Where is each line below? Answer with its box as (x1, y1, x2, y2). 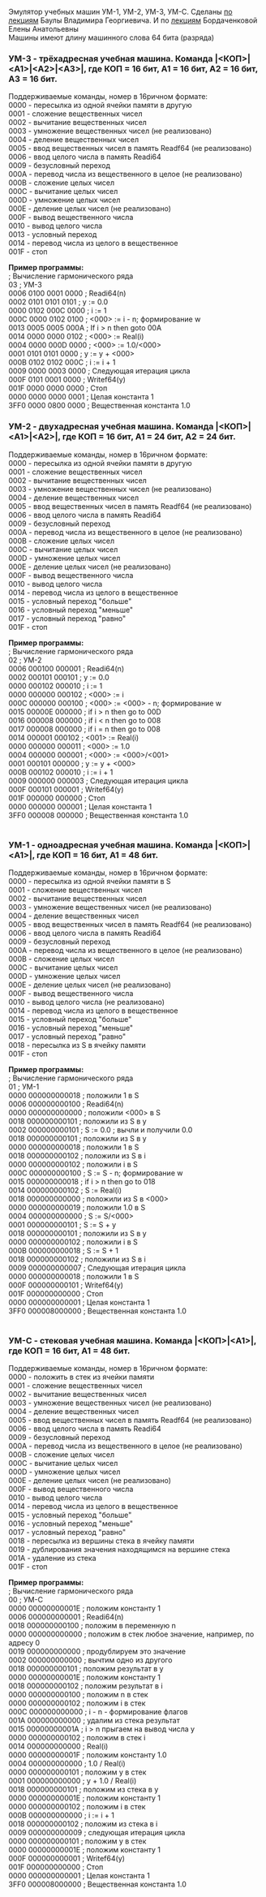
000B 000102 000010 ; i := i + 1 (8, 767, 114, 777)
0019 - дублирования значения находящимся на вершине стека (8, 1545, 230, 1554)
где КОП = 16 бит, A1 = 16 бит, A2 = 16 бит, (88, 63, 258, 74)
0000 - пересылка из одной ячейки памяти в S (8, 876, 171, 886)
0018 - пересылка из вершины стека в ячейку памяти (8, 1536, 195, 1546)
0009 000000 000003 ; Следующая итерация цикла (8, 775, 189, 786)
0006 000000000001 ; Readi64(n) (8, 1612, 124, 1622)
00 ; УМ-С (8, 1595, 43, 1605)
